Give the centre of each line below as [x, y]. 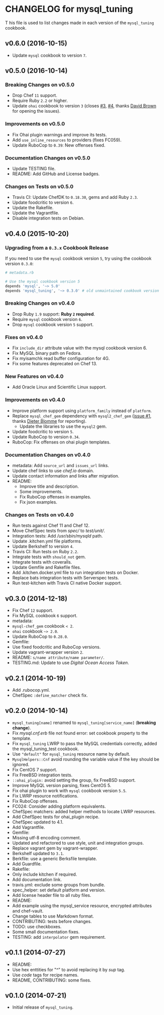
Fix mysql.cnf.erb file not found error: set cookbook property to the [80, 733]
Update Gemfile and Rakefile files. [47, 568]
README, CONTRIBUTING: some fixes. [52, 980]
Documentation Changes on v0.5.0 [48, 158]
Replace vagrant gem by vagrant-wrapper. [55, 848]
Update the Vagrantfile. [36, 213]
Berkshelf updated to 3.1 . [38, 853]
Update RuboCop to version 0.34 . [46, 437]
